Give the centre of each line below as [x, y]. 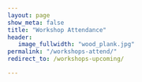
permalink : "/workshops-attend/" [62, 52]
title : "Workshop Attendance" [57, 30]
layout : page [29, 15]
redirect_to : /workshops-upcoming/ [66, 59]
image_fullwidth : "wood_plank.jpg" [76, 45]
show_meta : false [36, 23]
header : [20, 37]
